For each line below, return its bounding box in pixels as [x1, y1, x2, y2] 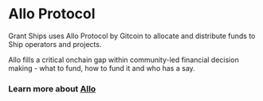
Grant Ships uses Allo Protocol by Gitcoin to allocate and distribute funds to [8, 31, 256, 41]
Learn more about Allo [8, 83, 96, 94]
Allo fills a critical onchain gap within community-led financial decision [8, 55, 239, 64]
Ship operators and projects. [8, 39, 102, 49]
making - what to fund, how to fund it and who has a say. [8, 63, 195, 72]
